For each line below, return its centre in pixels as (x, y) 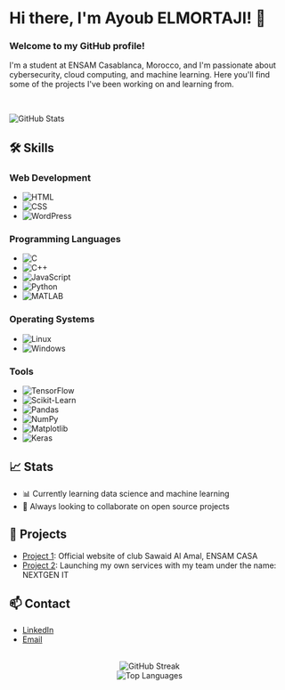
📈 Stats (32, 467)
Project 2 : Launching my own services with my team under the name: (149, 565)
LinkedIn (38, 629)
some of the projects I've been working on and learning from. (122, 85)
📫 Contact (40, 604)
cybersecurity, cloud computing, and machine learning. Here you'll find (139, 75)
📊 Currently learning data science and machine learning (126, 493)
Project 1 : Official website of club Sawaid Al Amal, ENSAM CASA (140, 556)
